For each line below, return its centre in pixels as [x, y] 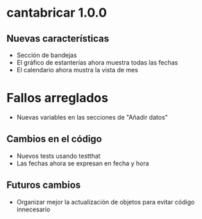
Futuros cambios [44, 185]
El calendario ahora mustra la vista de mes [77, 70]
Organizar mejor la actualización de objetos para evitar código [106, 202]
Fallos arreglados [58, 98]
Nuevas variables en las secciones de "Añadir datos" [92, 117]
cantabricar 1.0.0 [57, 13]
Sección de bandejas [47, 55]
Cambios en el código [54, 139]
